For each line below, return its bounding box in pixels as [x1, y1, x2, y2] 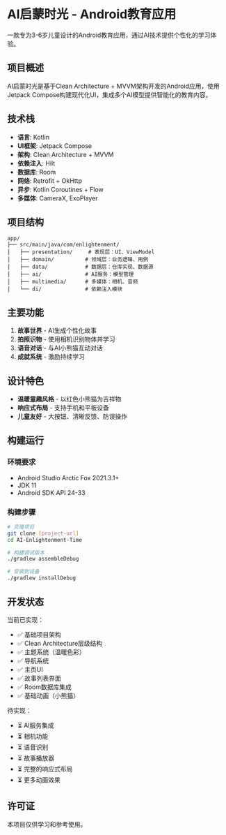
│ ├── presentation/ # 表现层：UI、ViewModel [7, 249, 155, 256]
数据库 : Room [17, 168, 56, 176]
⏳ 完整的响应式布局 [17, 764, 73, 773]
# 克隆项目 [7, 523, 35, 531]
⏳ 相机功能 [17, 732, 49, 740]
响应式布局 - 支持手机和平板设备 [17, 404, 110, 412]
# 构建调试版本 [7, 549, 45, 556]
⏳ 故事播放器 [17, 753, 54, 762]
